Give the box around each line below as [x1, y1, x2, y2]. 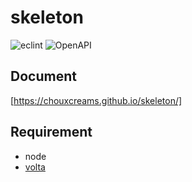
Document [10, 68, 77, 85]
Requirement [10, 124, 93, 141]
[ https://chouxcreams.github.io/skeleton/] [10, 94, 183, 106]
